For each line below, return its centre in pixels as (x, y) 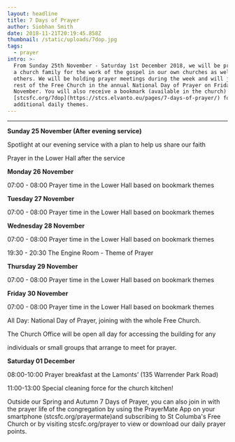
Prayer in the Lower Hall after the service (66, 158)
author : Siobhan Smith (40, 27)
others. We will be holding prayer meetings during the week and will (119, 79)
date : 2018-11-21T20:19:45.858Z (54, 33)
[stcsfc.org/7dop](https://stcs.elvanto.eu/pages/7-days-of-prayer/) (117, 98)
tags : (15, 46)
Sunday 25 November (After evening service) (74, 131)
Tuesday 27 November (41, 198)
